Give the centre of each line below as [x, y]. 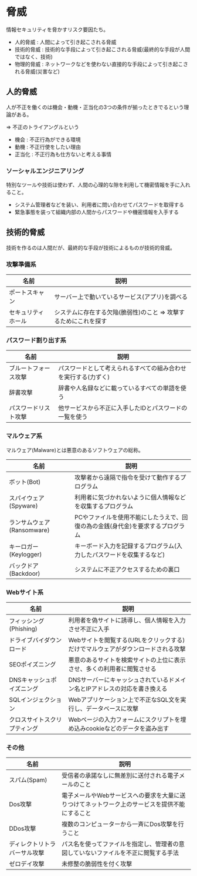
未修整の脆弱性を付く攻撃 [97, 864]
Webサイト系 [25, 592]
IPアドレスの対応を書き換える [127, 689]
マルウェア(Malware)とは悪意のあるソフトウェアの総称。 [75, 450]
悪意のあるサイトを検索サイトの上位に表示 [127, 660]
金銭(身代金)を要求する [130, 526]
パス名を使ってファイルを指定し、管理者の [120, 844]
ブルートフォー [30, 369]
